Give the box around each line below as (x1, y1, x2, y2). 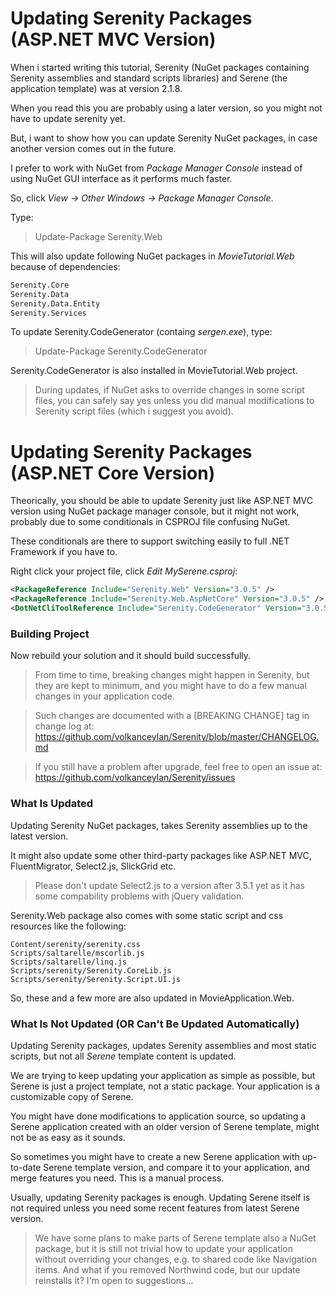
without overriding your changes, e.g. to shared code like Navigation (34, 1253, 318, 1265)
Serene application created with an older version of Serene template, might (10, 1120, 320, 1132)
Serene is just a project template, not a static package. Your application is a (10, 1080, 321, 1092)
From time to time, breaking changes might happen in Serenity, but (34, 669, 310, 681)
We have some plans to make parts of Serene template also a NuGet (34, 1232, 317, 1244)
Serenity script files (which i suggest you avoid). (34, 405, 234, 417)
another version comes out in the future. (10, 142, 177, 154)
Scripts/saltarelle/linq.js (10, 957, 128, 967)
